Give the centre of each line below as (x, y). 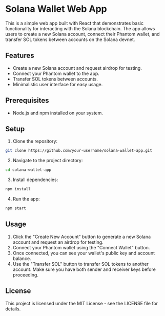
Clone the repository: (35, 141)
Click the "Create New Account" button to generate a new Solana (82, 236)
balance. (22, 258)
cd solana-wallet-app (28, 170)
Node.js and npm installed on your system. (58, 113)
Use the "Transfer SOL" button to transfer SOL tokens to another (81, 264)
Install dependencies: (35, 180)
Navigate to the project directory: (48, 161)
